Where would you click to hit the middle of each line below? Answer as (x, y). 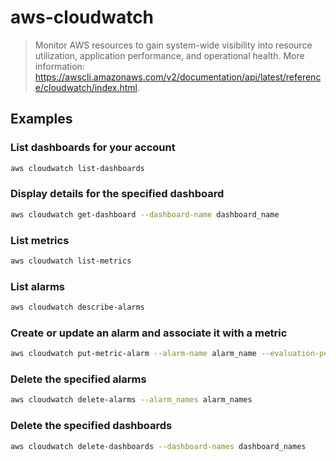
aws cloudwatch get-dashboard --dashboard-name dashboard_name (145, 214)
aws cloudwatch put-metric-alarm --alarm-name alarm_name (133, 354)
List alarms (38, 286)
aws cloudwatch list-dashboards (77, 168)
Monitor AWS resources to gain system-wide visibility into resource (173, 45)
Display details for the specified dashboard (117, 194)
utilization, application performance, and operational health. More (169, 55)
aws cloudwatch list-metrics (71, 261)
